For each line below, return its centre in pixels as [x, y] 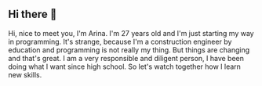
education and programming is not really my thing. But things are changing [129, 50]
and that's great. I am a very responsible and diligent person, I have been [126, 58]
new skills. [25, 74]
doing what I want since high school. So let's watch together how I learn [125, 66]
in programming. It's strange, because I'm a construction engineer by [120, 41]
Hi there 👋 [33, 14]
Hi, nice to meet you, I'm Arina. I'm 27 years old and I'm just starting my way [131, 33]
